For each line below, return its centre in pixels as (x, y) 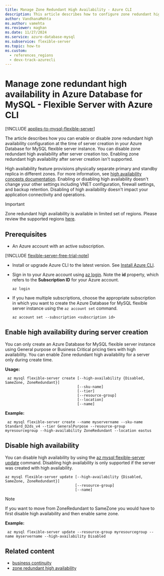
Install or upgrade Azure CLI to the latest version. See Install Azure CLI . (83, 265)
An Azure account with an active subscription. (58, 246)
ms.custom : (16, 50)
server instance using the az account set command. (65, 308)
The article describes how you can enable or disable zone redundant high (79, 138)
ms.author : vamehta (25, 23)
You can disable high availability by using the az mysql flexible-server (75, 457)
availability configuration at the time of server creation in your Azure (74, 144)
